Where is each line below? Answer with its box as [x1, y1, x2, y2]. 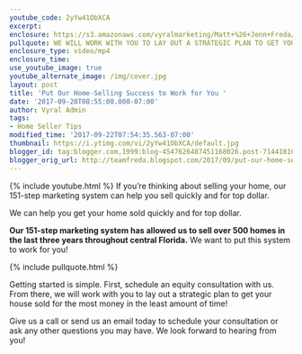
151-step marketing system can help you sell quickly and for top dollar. [9, 190, 270, 201]
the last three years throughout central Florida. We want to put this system [9, 234, 290, 245]
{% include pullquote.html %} [9, 261, 119, 272]
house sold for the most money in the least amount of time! [9, 298, 228, 309]
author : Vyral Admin [9, 105, 87, 114]
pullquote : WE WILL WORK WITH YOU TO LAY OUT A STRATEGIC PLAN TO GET [9, 38, 280, 48]
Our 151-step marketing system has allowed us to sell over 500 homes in [9, 224, 286, 235]
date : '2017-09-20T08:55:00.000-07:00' [9, 96, 159, 106]
